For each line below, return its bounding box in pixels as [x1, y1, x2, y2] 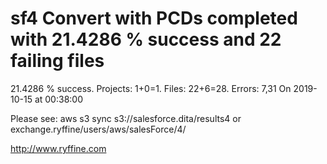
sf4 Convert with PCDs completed [10, 7, 298, 30]
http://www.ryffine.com [10, 142, 107, 154]
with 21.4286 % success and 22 [10, 28, 282, 51]
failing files [10, 50, 105, 72]
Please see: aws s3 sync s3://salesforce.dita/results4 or [10, 112, 242, 124]
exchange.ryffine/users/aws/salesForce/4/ [10, 123, 187, 135]
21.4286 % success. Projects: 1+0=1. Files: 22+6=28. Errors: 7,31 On [10, 82, 292, 94]
